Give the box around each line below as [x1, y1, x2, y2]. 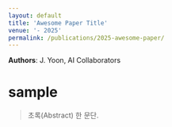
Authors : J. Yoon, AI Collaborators [8, 56, 121, 65]
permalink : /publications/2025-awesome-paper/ [8, 33, 165, 42]
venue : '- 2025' [8, 26, 62, 34]
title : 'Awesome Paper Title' [8, 19, 109, 27]
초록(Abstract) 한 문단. [27, 110, 99, 120]
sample [8, 83, 58, 102]
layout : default [8, 11, 62, 20]
